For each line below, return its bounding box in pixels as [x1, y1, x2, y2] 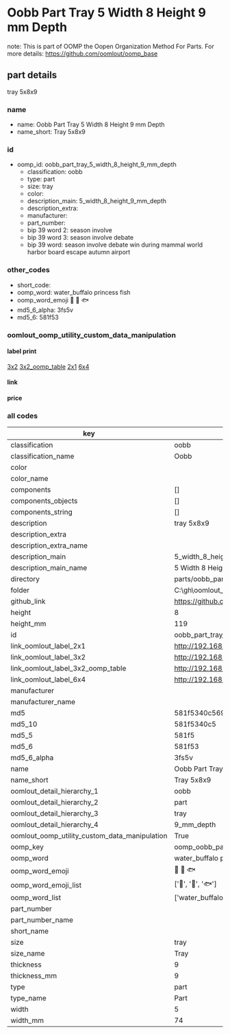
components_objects [10, 496, 78, 506]
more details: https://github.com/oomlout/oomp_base [7, 49, 158, 58]
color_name [10, 474, 49, 484]
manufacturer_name [10, 697, 76, 707]
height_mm [10, 619, 47, 629]
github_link [10, 596, 46, 606]
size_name [10, 949, 45, 958]
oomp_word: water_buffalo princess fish [16, 288, 131, 296]
